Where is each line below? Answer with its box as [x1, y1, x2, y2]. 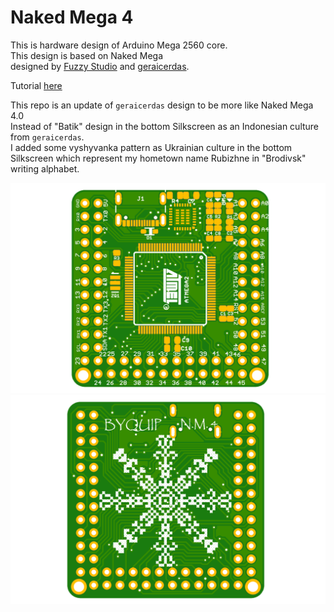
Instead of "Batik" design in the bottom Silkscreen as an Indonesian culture [10, 120, 320, 132]
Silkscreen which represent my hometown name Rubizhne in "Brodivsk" [10, 152, 307, 164]
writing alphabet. [10, 162, 80, 175]
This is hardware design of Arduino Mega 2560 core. [10, 39, 228, 51]
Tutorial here [10, 79, 63, 91]
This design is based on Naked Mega [10, 49, 164, 61]
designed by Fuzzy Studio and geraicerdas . [10, 60, 190, 72]
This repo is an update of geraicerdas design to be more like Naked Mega [10, 99, 314, 111]
